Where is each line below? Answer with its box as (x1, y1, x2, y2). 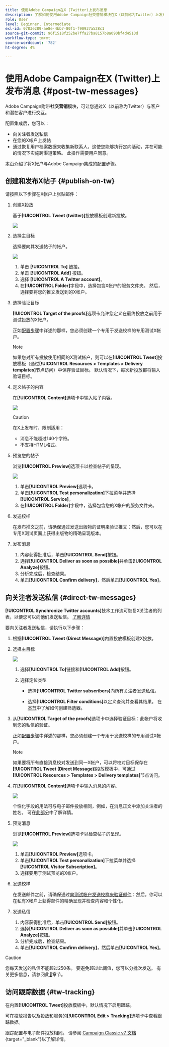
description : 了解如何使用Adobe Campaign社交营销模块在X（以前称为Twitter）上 (5, 12, 159, 17)
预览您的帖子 (12, 453, 39, 459)
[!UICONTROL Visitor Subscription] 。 (20, 864, 100, 870)
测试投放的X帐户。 (12, 317, 51, 323)
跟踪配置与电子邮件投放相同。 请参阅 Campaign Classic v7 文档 (5, 1030, 137, 1036)
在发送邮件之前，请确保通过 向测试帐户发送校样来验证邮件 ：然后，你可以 (12, 891, 162, 897)
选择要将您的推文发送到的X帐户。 (20, 289, 90, 295)
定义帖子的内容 (12, 384, 44, 390)
